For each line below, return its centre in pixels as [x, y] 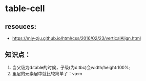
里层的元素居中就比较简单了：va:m [47, 73]
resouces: [21, 27]
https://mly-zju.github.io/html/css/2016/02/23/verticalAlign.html [76, 38]
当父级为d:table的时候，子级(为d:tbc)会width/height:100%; [71, 67]
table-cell [25, 9]
